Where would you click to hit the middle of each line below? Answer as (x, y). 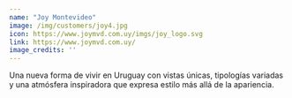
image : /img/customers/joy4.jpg (68, 26)
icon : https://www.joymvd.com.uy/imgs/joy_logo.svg (106, 34)
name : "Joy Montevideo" (53, 17)
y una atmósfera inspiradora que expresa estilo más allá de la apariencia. (142, 85)
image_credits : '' (43, 50)
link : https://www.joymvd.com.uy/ (73, 42)
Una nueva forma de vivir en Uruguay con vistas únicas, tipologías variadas (146, 75)
